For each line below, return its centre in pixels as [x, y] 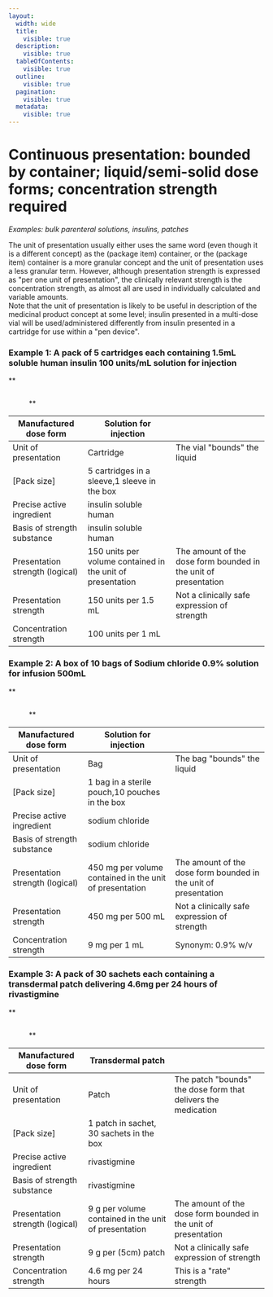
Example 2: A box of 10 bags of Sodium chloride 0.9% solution [134, 663]
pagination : [36, 92]
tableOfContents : [45, 62]
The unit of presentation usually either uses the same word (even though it [133, 244]
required [38, 207]
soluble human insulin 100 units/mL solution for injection [123, 363]
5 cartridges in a [119, 471]
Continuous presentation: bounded [130, 155]
